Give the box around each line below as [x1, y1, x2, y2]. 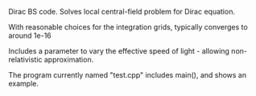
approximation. [43, 55, 94, 64]
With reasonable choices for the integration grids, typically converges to [8, 22, 248, 31]
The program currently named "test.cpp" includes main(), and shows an [8, 70, 247, 79]
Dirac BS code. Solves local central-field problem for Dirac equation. [8, 7, 236, 16]
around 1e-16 [8, 31, 52, 40]
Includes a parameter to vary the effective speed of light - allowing [8, 46, 229, 55]
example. [8, 79, 39, 88]
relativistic [8, 55, 43, 64]
